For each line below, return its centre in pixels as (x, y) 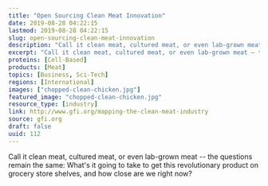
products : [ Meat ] (37, 68)
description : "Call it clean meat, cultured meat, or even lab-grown (126, 45)
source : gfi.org (35, 119)
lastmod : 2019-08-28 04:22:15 (59, 30)
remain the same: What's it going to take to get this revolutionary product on (134, 165)
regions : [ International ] (51, 82)
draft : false (30, 126)
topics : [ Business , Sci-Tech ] (59, 75)
